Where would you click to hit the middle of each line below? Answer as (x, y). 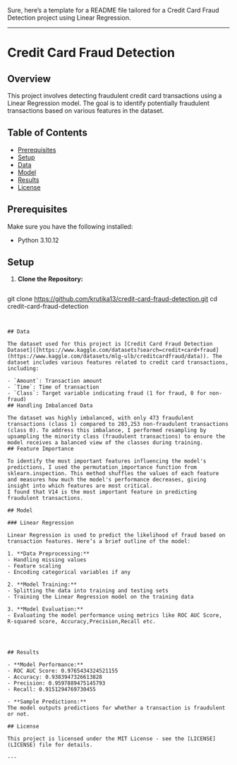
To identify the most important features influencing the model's (107, 461)
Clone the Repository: (50, 279)
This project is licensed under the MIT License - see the (96, 739)
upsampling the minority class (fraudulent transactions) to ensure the (116, 436)
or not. (19, 714)
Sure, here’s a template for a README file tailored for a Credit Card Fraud (114, 10)
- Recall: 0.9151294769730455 (52, 690)
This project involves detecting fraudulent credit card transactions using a (115, 96)
